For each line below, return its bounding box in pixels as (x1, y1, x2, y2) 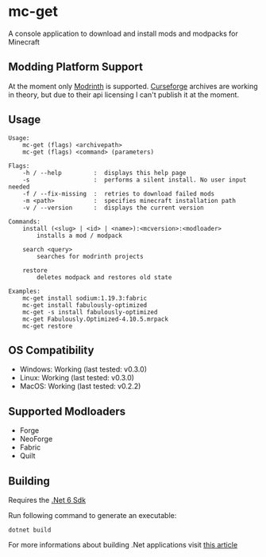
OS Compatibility (8, 343, 94, 356)
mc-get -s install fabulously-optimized (22, 308, 158, 316)
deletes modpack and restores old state (37, 273, 172, 281)
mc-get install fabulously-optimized (22, 301, 148, 309)
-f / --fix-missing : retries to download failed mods (22, 189, 215, 197)
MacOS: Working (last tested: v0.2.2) (19, 381, 141, 391)
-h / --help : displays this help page (22, 169, 187, 177)
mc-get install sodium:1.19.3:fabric (22, 294, 148, 302)
